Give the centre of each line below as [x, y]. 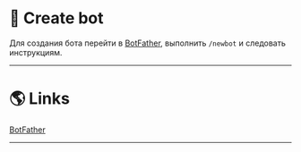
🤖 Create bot [57, 18]
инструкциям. [36, 52]
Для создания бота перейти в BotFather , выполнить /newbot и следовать [148, 43]
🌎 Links [39, 99]
